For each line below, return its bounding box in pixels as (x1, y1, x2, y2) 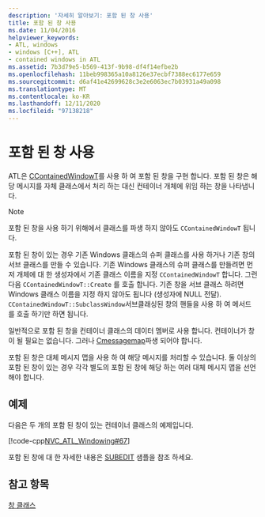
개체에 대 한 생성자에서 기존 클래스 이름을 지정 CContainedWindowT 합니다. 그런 (16, 270, 258, 279)
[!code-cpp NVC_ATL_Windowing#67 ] (8, 436, 131, 445)
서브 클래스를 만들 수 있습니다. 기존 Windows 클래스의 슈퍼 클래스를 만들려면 (8, 259, 245, 269)
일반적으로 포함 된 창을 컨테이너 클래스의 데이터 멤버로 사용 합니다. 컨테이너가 (8, 326, 247, 335)
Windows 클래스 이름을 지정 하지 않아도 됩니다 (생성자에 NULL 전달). (8, 289, 221, 299)
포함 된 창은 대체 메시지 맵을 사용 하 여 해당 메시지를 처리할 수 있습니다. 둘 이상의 (8, 353, 257, 362)
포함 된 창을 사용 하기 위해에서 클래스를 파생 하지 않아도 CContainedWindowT (8, 223, 241, 232)
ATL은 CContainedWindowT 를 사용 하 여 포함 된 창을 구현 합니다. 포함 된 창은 (8, 171, 250, 180)
